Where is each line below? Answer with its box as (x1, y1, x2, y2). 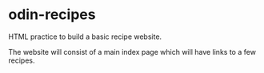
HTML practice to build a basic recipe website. (8, 32, 162, 41)
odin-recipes (8, 6, 96, 24)
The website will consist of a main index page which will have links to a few (8, 47, 256, 56)
